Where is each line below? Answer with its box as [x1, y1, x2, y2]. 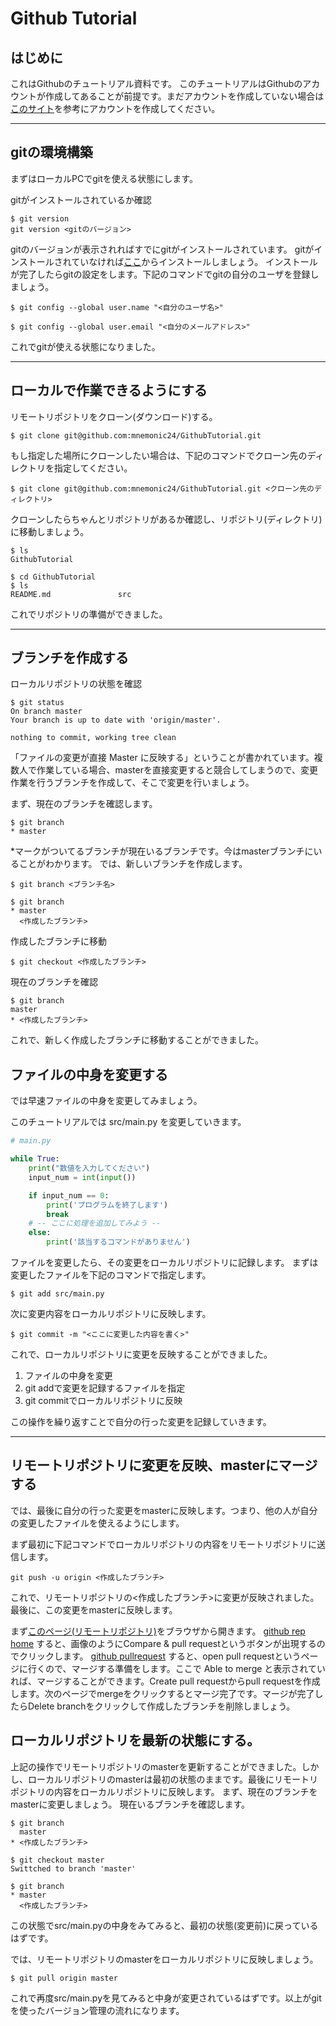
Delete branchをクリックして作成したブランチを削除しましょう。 [27, 1700, 296, 1712]
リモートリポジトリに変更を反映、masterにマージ [10, 1457, 318, 1474]
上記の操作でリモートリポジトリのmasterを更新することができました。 [10, 1760, 302, 1772]
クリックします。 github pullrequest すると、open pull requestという [18, 1650, 302, 1662]
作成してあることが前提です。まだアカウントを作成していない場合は [44, 90, 325, 102]
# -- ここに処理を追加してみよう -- [28, 1218, 162, 1229]
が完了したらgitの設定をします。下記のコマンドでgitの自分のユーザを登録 [10, 268, 311, 280]
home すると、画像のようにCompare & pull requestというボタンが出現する [10, 1637, 317, 1649]
